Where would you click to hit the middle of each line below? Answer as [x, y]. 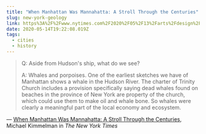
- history [24, 46]
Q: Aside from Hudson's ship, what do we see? [81, 63]
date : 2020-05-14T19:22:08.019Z [48, 29]
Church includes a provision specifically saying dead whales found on [109, 88]
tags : [13, 35]
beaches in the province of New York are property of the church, [103, 94]
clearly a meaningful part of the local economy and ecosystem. [101, 107]
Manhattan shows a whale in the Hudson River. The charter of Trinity [108, 81]
